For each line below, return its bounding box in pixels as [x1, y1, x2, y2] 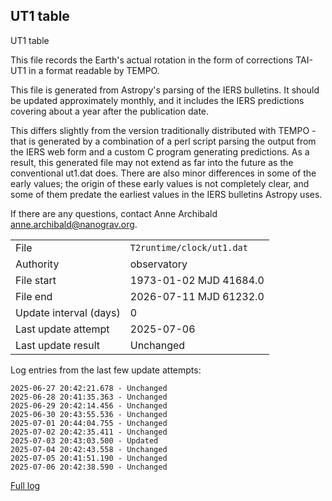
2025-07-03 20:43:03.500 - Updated [10, 435, 159, 446]
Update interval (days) [15, 305, 121, 319]
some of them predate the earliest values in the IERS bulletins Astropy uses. [10, 188, 323, 200]
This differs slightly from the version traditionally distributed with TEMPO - [10, 124, 317, 136]
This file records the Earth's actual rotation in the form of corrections [10, 54, 294, 66]
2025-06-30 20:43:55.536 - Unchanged [10, 409, 168, 419]
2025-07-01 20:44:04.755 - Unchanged [10, 418, 168, 428]
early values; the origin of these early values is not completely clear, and [10, 177, 310, 189]
